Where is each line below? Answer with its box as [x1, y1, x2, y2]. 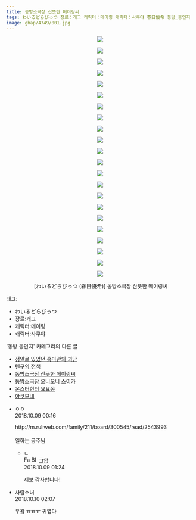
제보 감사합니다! [23, 476, 61, 483]
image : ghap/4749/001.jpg [6, 20, 70, 26]
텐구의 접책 [14, 363, 41, 370]
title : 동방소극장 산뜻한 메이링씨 [6, 8, 79, 15]
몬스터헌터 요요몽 [14, 385, 55, 393]
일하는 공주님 [14, 437, 46, 444]
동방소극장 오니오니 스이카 [14, 378, 76, 385]
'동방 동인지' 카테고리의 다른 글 [6, 343, 78, 350]
